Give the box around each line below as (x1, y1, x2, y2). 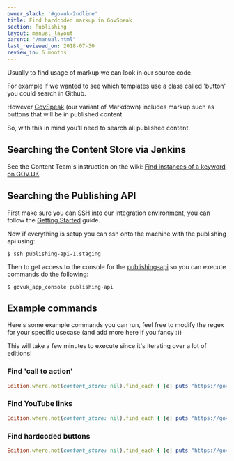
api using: (7, 236, 36, 245)
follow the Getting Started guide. (7, 216, 101, 224)
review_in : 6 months (7, 50, 68, 56)
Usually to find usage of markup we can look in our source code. (7, 68, 193, 77)
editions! (7, 349, 33, 358)
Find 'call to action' (7, 367, 73, 377)
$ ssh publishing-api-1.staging (7, 250, 101, 257)
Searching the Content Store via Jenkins (7, 144, 187, 156)
